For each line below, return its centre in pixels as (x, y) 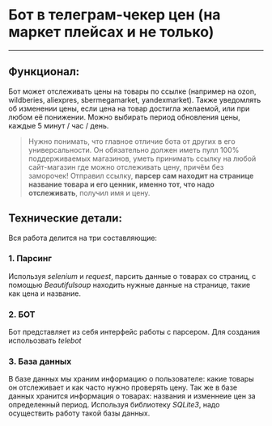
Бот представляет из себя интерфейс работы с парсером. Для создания (134, 332)
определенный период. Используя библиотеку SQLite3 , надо (114, 405)
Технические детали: (66, 219)
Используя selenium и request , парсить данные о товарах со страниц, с (132, 276)
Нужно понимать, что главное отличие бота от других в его (132, 141)
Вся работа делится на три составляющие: (83, 238)
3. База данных (40, 361)
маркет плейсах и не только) (111, 32)
